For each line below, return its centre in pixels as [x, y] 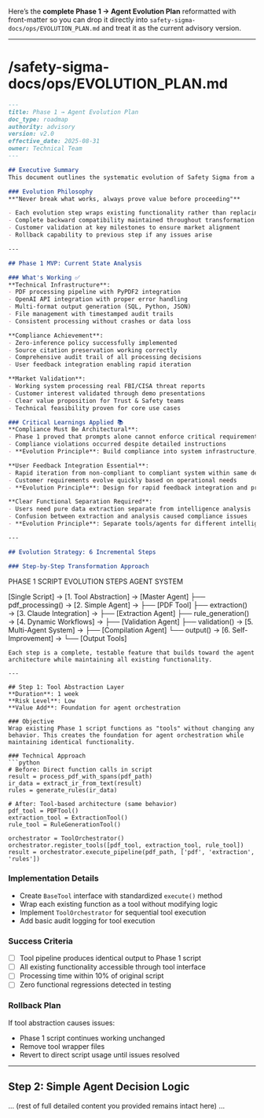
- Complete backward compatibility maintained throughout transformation [132, 220]
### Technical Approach [47, 756]
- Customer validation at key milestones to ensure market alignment [125, 228]
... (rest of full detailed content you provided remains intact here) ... [117, 1105]
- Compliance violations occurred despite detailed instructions [117, 444]
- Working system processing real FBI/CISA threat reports [107, 387]
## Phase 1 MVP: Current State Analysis [75, 263]
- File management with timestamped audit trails [91, 314]
